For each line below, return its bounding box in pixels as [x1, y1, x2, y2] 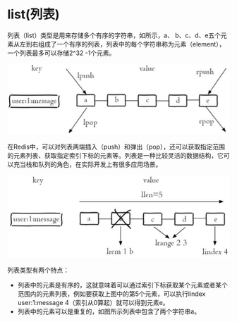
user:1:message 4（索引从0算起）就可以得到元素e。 [17, 298, 169, 306]
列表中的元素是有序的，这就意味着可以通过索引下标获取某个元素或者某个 [17, 280, 228, 289]
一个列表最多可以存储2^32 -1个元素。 [7, 49, 116, 57]
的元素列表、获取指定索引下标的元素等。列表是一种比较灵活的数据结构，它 [7, 151, 224, 160]
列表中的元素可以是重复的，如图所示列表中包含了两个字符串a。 [17, 307, 201, 316]
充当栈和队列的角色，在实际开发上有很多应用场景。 [13, 160, 162, 169]
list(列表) [7, 6, 60, 23]
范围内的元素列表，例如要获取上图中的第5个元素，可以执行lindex [17, 290, 206, 298]
